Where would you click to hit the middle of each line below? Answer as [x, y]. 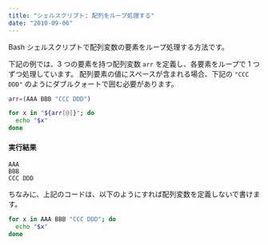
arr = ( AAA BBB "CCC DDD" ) [50, 99]
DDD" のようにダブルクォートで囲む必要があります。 [93, 84]
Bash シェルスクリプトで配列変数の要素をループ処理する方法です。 [119, 47]
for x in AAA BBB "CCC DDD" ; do [62, 219]
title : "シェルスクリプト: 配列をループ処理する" [82, 16]
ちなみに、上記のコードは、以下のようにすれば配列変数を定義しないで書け [131, 194]
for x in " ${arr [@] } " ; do [51, 113]
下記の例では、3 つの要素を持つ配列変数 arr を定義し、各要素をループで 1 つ [134, 64]
